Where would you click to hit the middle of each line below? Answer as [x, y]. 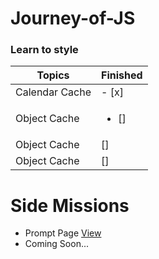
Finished [122, 75]
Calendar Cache [53, 92]
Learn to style [44, 50]
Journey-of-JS [73, 18]
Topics [53, 75]
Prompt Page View [63, 233]
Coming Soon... [57, 244]
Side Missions [70, 205]
